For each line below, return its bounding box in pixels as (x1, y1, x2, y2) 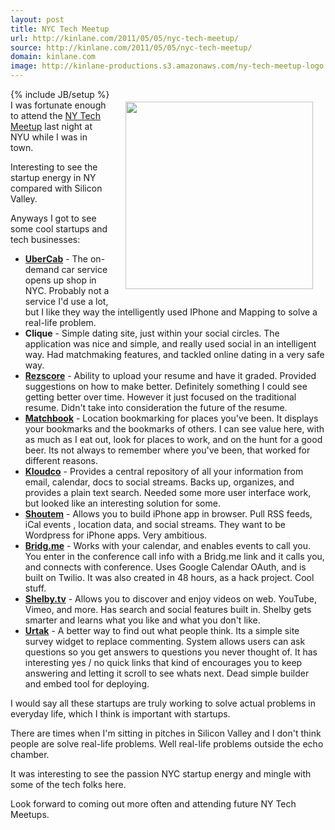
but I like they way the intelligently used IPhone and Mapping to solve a (24, 306, 318, 318)
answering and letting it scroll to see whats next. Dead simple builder (24, 667, 310, 679)
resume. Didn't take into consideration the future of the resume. (24, 402, 288, 413)
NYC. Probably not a (24, 285, 110, 296)
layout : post (10, 14, 65, 25)
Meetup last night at (10, 121, 93, 132)
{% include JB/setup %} (10, 89, 110, 100)
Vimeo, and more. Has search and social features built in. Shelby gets (24, 604, 312, 615)
